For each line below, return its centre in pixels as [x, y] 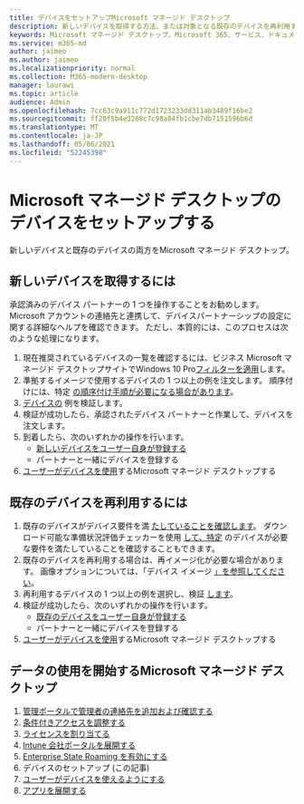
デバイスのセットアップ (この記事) [86, 768]
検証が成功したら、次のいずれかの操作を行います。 [117, 605]
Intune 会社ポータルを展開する [79, 745]
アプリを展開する [54, 790]
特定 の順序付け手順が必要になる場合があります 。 [146, 392]
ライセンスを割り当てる [66, 734]
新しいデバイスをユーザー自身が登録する [111, 449]
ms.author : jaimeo [44, 60]
